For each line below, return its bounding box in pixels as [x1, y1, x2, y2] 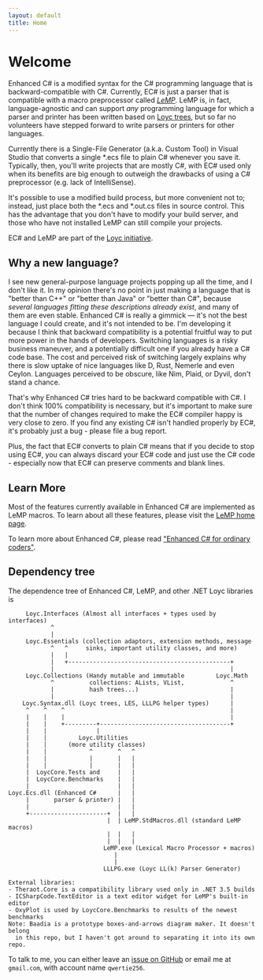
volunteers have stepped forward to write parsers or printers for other [8, 121, 235, 130]
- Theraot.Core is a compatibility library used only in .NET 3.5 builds [8, 885, 256, 893]
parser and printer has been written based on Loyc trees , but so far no [8, 112, 236, 122]
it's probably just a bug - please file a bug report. [8, 426, 168, 436]
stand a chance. [8, 377, 61, 387]
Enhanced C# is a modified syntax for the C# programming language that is [8, 79, 254, 88]
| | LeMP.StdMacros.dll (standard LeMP [106, 816, 242, 824]
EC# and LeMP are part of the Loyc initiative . [8, 233, 154, 243]
